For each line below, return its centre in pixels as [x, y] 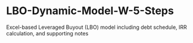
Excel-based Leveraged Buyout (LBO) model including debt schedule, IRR [97, 27]
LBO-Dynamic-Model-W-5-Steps [90, 11]
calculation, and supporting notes [47, 33]
